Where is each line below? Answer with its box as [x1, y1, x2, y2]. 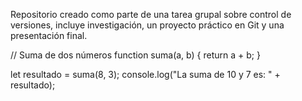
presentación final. [10, 30, 88, 41]
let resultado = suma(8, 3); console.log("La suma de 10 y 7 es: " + [10, 69, 281, 80]
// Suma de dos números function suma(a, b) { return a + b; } [10, 49, 261, 61]
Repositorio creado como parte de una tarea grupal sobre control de [10, 9, 292, 20]
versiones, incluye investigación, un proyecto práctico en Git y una [10, 19, 285, 31]
